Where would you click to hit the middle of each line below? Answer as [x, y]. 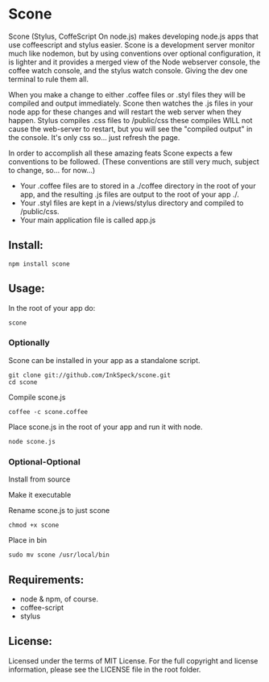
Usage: [27, 289]
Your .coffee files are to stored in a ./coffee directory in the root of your [138, 185]
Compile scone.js [37, 397]
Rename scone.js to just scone [59, 510]
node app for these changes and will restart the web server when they [125, 112]
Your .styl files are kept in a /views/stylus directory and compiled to [132, 203]
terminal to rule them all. [48, 79]
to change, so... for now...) [52, 170]
